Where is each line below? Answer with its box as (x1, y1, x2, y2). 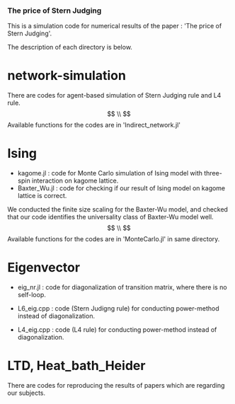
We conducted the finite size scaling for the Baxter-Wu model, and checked (7, 205, 229, 214)
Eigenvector (7, 260, 80, 276)
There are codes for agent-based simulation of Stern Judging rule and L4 (7, 91, 222, 100)
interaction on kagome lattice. (31, 176, 119, 185)
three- (204, 169, 223, 178)
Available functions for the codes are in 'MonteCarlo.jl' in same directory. (7, 235, 220, 243)
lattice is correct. (17, 192, 67, 200)
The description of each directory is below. (7, 43, 133, 52)
